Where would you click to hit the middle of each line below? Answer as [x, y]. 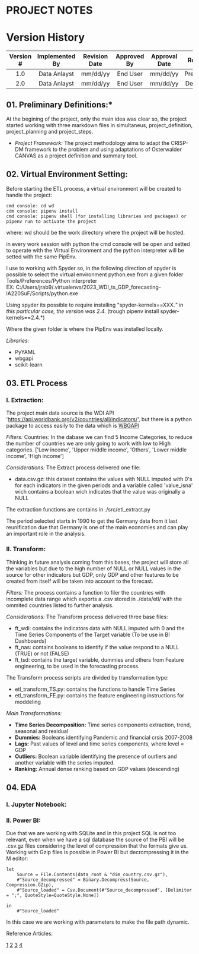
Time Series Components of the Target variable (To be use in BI [92, 634]
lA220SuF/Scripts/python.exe [42, 293]
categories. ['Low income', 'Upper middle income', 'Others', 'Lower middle [97, 450]
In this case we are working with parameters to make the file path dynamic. [98, 922]
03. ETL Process [37, 383]
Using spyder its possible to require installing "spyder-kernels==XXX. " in [95, 305]
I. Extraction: [25, 400]
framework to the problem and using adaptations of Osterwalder [103, 149]
